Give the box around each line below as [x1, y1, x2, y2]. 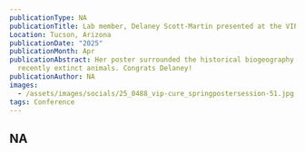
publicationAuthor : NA [9, 72, 95, 81]
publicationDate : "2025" [9, 38, 103, 48]
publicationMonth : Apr [9, 47, 95, 56]
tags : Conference [9, 97, 75, 107]
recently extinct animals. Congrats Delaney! [17, 64, 193, 73]
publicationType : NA [9, 13, 88, 23]
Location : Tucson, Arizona [9, 30, 112, 39]
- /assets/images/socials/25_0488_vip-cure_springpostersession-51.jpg [17, 89, 295, 98]
